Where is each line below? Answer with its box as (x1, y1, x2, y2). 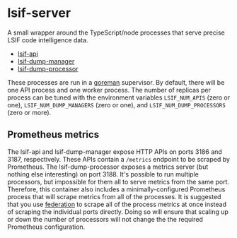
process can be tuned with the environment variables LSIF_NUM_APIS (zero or (7, 93, 231, 102)
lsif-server (7, 5, 71, 21)
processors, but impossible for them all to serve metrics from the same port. (7, 177, 230, 186)
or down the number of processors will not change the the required (7, 215, 204, 223)
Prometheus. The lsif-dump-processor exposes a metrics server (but (7, 162, 209, 171)
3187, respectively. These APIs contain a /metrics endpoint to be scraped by (7, 155, 230, 163)
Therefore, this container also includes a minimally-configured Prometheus (7, 185, 226, 194)
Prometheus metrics (7, 129, 100, 141)
